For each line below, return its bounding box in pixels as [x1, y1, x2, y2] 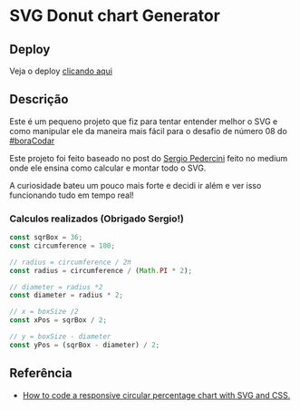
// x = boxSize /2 [9, 307, 79, 317]
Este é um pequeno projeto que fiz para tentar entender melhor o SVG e [9, 115, 278, 127]
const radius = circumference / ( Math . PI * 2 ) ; [9, 266, 193, 275]
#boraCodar [9, 135, 55, 146]
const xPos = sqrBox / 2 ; [9, 316, 107, 325]
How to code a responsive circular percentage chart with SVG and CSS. [22, 389, 291, 400]
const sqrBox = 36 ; [9, 233, 83, 242]
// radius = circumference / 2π [9, 258, 131, 267]
